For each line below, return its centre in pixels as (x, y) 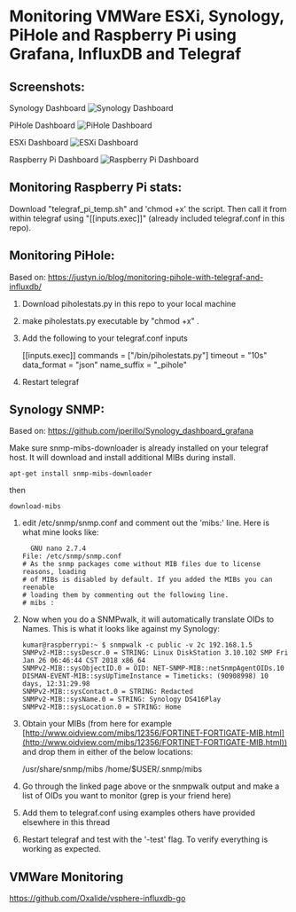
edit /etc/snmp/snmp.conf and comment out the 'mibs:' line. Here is (146, 523)
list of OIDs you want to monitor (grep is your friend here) (127, 796)
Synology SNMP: (57, 410)
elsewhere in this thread (66, 822)
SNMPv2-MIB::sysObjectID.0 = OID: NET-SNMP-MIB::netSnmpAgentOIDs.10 (153, 668)
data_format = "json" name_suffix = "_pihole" (105, 365)
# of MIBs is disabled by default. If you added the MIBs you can (147, 580)
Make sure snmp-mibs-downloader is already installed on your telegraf (139, 448)
